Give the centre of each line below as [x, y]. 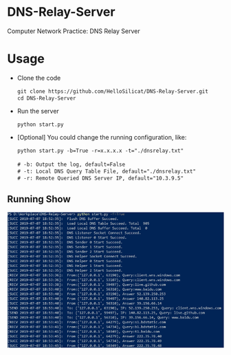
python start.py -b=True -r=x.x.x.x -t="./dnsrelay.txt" [100, 151]
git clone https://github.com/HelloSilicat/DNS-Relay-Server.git [112, 91]
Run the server [38, 111]
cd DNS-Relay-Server [46, 98]
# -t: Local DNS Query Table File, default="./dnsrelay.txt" [107, 171]
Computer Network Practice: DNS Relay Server [74, 31]
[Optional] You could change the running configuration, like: [102, 137]
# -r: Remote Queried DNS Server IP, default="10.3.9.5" [100, 178]
